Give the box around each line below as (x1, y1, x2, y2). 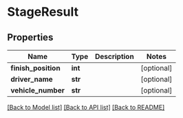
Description (95, 52, 134, 61)
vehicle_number (10, 86, 65, 95)
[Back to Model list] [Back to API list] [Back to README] (7, 104, 165, 111)
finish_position (10, 63, 61, 73)
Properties (7, 32, 54, 43)
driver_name (10, 75, 53, 84)
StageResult (7, 4, 79, 20)
